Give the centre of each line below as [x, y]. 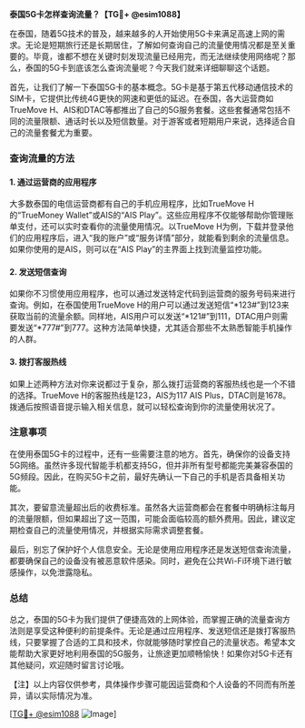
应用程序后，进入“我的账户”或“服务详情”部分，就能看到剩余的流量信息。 [159, 238]
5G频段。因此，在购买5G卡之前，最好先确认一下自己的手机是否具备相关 [143, 476]
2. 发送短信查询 [38, 271]
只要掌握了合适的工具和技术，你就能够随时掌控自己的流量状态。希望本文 [160, 642]
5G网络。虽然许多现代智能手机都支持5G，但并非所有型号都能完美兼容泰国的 [151, 465]
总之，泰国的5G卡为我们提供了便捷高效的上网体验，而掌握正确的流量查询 [146, 620]
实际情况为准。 [69, 696]
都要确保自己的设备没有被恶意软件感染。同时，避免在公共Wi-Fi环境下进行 [147, 561]
